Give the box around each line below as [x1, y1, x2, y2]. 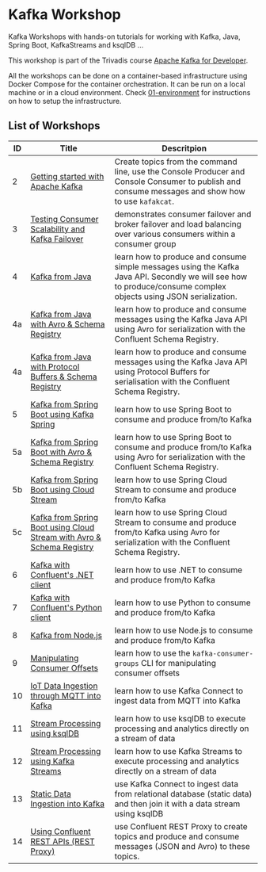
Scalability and [30, 224, 85, 235]
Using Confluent [30, 826, 91, 837]
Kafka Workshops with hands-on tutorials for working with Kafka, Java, [8, 32, 241, 41]
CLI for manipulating [141, 657, 216, 668]
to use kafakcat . [114, 196, 175, 207]
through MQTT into [30, 690, 101, 701]
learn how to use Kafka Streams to [114, 745, 243, 756]
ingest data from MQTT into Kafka [114, 695, 241, 706]
